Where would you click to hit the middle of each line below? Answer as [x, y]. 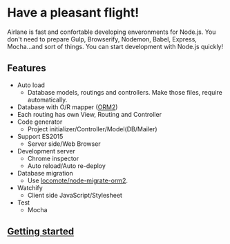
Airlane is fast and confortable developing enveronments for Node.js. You [112, 32]
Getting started [41, 232]
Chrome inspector [53, 158]
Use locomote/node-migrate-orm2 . [77, 180]
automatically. [47, 100]
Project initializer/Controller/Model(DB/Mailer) [92, 129]
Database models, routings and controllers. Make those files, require [125, 92]
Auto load [31, 85]
